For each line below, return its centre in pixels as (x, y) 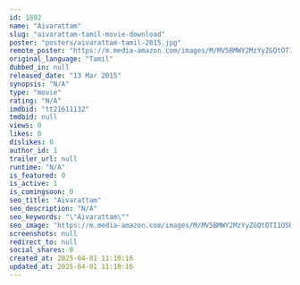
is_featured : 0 (37, 175)
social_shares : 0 (42, 250)
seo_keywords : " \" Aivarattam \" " (69, 217)
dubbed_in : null (39, 68)
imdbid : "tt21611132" (50, 109)
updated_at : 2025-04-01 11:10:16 (71, 267)
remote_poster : (37, 51)
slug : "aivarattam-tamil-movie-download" (87, 34)
